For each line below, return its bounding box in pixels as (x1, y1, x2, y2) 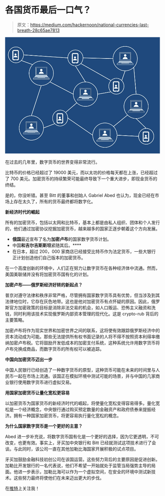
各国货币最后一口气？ (5, 4, 92, 16)
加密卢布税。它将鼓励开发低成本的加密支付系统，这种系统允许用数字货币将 (9, 340, 160, 346)
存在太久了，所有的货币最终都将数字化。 (13, 198, 96, 205)
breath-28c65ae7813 (17, 27, 60, 33)
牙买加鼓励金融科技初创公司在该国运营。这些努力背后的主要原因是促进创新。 (5, 457, 160, 462)
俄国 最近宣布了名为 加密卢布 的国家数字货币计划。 (12, 236, 111, 242)
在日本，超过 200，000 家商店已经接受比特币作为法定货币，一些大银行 (12, 249, 156, 255)
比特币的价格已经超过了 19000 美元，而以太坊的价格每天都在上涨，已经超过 (5, 170, 158, 176)
